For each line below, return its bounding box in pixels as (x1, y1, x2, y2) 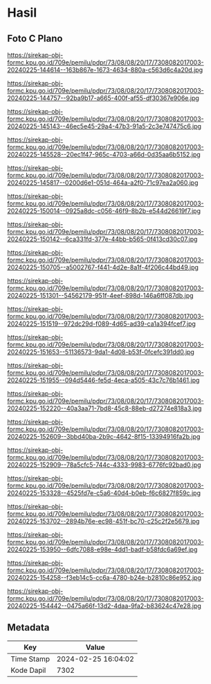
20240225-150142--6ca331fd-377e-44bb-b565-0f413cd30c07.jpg (7, 235, 198, 243)
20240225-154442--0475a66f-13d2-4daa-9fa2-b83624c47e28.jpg (7, 602, 202, 610)
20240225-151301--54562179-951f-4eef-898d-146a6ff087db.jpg (7, 292, 194, 299)
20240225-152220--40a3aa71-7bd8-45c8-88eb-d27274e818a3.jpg (7, 404, 202, 412)
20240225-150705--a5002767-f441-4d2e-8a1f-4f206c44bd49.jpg (7, 263, 199, 272)
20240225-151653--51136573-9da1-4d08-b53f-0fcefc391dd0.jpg (7, 348, 195, 356)
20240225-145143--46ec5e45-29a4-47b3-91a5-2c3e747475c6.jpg (7, 122, 202, 130)
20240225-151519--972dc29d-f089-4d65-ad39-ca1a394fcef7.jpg (7, 319, 196, 328)
